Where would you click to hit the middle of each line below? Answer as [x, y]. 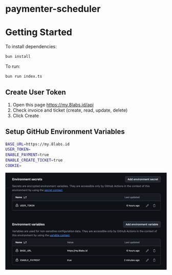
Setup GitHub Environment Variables [65, 132]
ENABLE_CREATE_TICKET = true [34, 160]
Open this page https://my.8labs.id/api [53, 104]
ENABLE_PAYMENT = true [27, 155]
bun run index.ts [24, 76]
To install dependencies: [31, 47]
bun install [18, 57]
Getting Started [39, 33]
